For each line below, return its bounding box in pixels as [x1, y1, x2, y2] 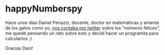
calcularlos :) [5, 35, 32, 41]
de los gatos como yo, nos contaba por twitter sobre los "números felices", [5, 24, 160, 30]
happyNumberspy [5, 3, 83, 14]
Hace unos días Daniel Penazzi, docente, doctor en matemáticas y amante [5, 19, 159, 25]
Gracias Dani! [5, 45, 33, 51]
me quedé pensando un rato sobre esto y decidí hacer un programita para [5, 30, 159, 36]
